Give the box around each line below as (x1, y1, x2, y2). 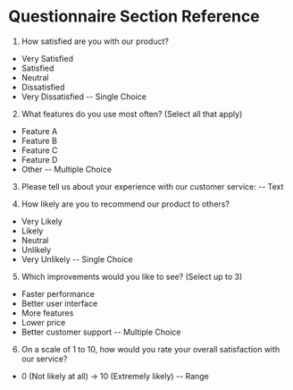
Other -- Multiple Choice (21, 164, 113, 174)
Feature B (21, 135, 57, 146)
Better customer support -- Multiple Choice (21, 326, 181, 337)
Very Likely (21, 216, 63, 226)
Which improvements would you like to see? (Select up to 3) (21, 271, 243, 282)
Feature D (21, 154, 58, 165)
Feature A (21, 125, 58, 136)
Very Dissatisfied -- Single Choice (21, 91, 146, 102)
